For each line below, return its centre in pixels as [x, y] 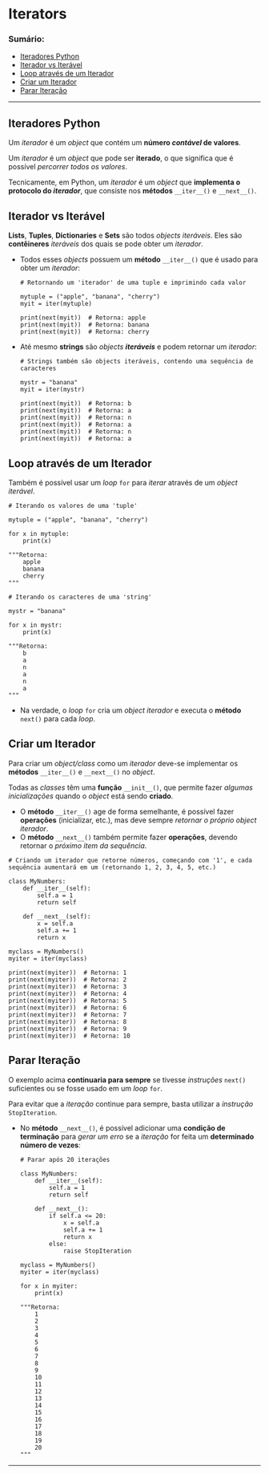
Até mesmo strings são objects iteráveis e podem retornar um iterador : [139, 347]
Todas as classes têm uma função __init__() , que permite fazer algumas [131, 787]
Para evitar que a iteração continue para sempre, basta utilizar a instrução [131, 1103]
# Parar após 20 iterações [65, 1159]
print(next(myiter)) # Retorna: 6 [68, 1008]
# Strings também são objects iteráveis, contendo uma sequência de [137, 362]
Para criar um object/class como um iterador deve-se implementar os [123, 763]
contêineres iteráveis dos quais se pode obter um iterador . [106, 244]
